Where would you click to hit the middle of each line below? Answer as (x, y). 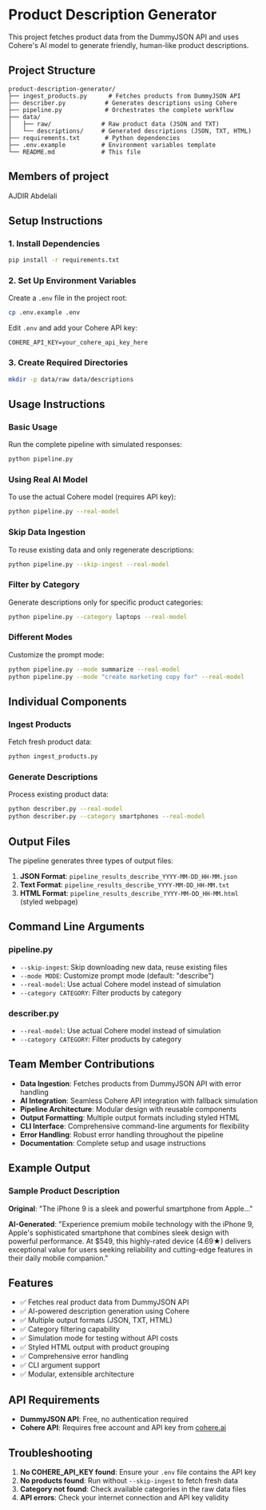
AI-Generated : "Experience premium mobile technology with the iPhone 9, (131, 1224)
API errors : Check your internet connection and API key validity (124, 1497)
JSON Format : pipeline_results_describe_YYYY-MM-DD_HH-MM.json (129, 877)
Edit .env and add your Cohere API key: (73, 328)
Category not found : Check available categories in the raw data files (133, 1488)
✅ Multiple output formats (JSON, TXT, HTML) (96, 1320)
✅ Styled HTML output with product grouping (95, 1347)
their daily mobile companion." (58, 1258)
